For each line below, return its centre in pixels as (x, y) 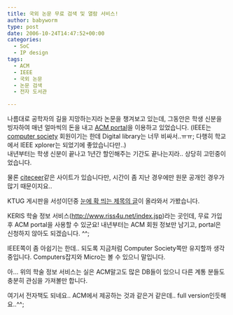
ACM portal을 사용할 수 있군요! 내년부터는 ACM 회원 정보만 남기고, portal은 (118, 225)
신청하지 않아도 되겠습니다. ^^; (48, 233)
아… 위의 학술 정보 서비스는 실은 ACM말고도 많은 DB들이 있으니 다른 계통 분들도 (116, 272)
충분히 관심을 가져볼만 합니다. (48, 281)
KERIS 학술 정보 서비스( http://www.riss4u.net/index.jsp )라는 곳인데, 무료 (108, 216)
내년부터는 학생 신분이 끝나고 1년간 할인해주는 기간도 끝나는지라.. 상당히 (105, 154)
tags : (15, 59)
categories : (24, 40)
